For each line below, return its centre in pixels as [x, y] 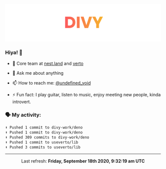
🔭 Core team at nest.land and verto [48, 63]
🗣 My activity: [23, 115]
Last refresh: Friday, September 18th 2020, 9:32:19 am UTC [83, 161]
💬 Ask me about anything [38, 73]
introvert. [21, 102]
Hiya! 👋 [14, 52]
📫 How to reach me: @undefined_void [51, 83]
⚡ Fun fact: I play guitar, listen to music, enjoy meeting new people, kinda [86, 94]
